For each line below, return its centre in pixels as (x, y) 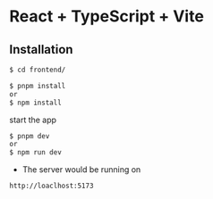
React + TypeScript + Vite (106, 17)
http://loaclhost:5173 (51, 186)
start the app (33, 120)
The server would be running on (81, 170)
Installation (41, 50)
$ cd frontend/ (38, 70)
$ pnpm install (38, 86)
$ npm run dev (36, 153)
